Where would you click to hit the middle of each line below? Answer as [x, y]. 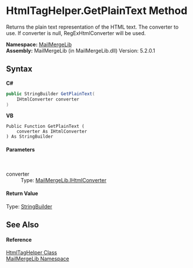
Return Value [22, 193]
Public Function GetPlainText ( [45, 127]
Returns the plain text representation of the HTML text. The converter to [92, 27]
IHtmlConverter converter [48, 99]
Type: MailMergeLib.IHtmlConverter [64, 180]
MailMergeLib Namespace [38, 259]
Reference [19, 239]
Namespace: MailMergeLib [39, 44]
